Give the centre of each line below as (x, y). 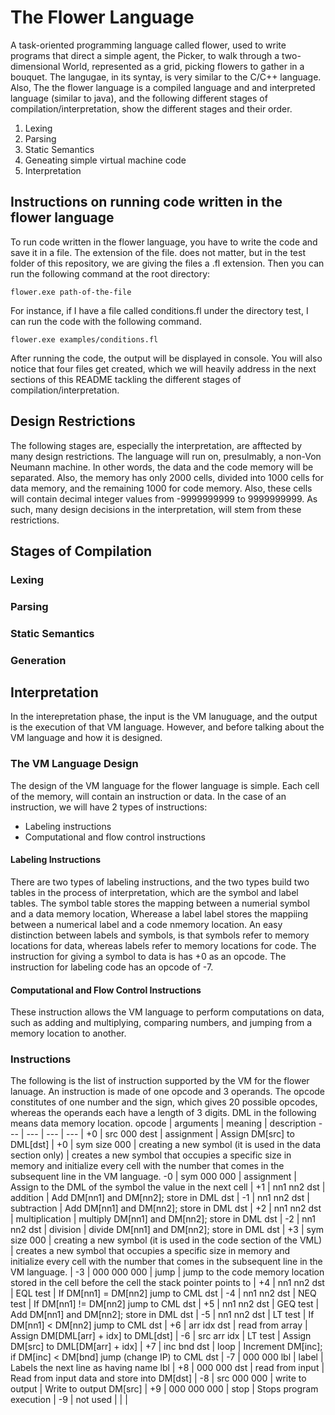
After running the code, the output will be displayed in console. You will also (166, 358)
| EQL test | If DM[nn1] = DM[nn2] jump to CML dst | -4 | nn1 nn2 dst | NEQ (163, 1293)
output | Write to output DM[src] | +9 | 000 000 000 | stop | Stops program (164, 1389)
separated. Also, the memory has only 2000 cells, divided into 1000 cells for (167, 477)
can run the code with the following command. (106, 321)
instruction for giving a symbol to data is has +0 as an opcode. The (148, 956)
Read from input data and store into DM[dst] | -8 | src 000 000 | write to (158, 1378)
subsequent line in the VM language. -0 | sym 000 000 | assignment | (153, 1177)
